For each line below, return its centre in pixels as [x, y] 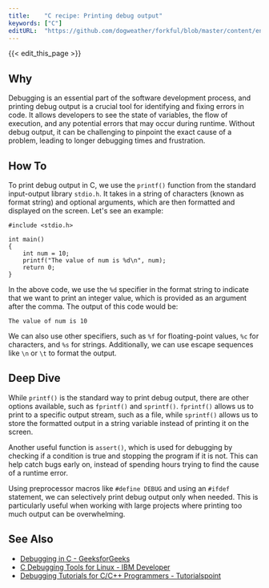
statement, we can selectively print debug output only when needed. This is [133, 497]
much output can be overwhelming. [67, 513]
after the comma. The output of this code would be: [93, 306]
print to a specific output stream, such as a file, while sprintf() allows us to [133, 415]
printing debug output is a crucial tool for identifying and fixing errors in [126, 107]
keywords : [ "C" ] [35, 23]
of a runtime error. [38, 472]
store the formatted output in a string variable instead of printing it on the [129, 423]
